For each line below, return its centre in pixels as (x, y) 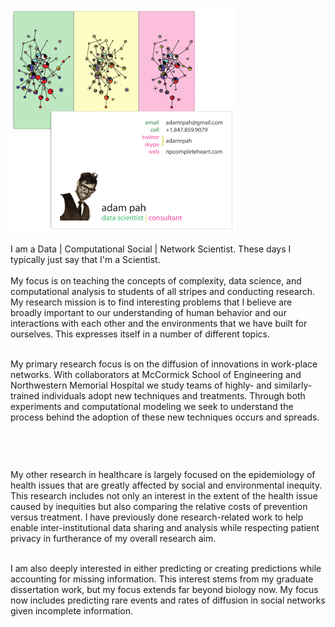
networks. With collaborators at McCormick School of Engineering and (156, 374)
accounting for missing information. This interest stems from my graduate (162, 579)
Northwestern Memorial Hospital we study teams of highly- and (141, 385)
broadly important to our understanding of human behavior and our (148, 312)
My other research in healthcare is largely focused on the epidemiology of (163, 474)
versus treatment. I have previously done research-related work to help (157, 517)
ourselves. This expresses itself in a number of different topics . (140, 334)
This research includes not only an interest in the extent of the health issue (164, 496)
